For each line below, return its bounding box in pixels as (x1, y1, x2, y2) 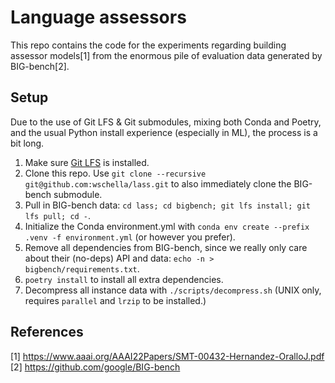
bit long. (10, 137, 45, 149)
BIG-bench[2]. (10, 60, 70, 72)
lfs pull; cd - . (24, 209, 92, 221)
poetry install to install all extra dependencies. (24, 273, 224, 285)
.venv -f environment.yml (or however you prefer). (24, 231, 236, 243)
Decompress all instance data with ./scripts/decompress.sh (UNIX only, (24, 284, 322, 296)
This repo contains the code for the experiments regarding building (10, 39, 287, 51)
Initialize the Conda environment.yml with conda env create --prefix (24, 220, 310, 232)
